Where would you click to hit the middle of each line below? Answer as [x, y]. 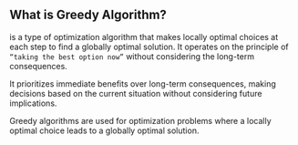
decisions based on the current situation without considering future [136, 93]
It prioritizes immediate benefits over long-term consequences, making [143, 83]
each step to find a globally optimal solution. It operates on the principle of [149, 47]
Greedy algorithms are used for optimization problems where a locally [140, 120]
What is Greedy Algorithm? [88, 15]
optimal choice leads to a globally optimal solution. [104, 130]
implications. [33, 103]
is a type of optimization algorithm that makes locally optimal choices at [144, 36]
